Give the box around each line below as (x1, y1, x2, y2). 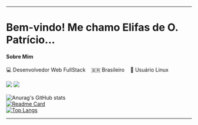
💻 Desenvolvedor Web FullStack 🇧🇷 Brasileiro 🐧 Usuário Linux (6, 66, 169, 73)
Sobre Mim (6, 53, 34, 60)
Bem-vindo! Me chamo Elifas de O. (6, 21, 179, 34)
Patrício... (6, 33, 55, 47)
